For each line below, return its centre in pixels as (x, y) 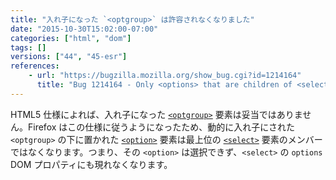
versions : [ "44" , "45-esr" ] (69, 57)
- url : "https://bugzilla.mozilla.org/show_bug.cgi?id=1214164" (165, 76)
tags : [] (28, 47)
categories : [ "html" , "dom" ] (71, 38)
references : (35, 66)
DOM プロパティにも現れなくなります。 (91, 164)
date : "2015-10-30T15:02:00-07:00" (84, 29)
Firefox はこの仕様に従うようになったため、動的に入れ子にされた (161, 127)
